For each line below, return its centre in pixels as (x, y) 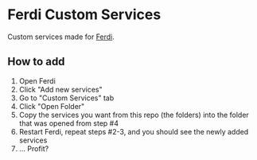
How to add (36, 62)
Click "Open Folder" (52, 106)
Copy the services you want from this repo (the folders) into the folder (134, 115)
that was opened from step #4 (68, 123)
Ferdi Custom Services (84, 15)
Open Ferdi (37, 80)
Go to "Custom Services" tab (66, 98)
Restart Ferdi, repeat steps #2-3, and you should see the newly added (134, 131)
